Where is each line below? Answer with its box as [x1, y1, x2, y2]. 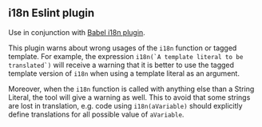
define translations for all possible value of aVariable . [8, 109, 185, 119]
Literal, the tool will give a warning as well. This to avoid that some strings [8, 92, 251, 102]
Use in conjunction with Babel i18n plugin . [8, 27, 145, 37]
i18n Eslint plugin [8, 6, 95, 20]
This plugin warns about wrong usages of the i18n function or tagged [8, 43, 237, 53]
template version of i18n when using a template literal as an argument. [8, 68, 240, 78]
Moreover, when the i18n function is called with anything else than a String [8, 84, 255, 93]
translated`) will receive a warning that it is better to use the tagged [8, 60, 234, 69]
